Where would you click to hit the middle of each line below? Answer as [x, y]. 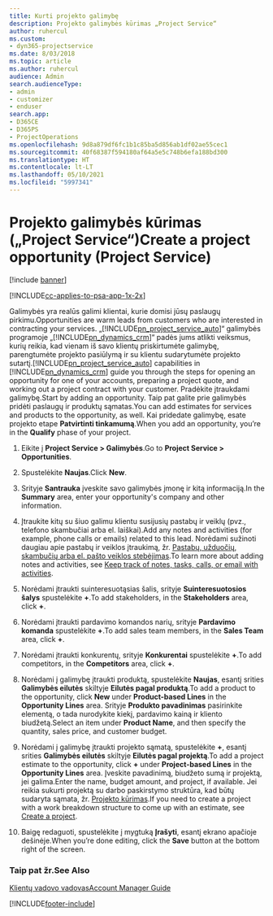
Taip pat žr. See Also [50, 870]
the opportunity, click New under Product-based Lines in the [123, 696]
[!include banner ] [38, 279]
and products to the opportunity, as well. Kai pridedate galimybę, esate [128, 415]
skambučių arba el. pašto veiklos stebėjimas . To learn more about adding [142, 556]
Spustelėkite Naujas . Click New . [74, 472]
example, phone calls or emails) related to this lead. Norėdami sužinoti [139, 539]
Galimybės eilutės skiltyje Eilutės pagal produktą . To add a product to [138, 687]
